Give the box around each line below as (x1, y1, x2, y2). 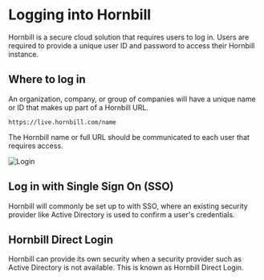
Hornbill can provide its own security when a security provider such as (8, 254, 242, 264)
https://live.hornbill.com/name (8, 118, 116, 126)
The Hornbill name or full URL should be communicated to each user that (8, 132, 250, 142)
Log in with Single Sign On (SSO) (8, 179, 174, 194)
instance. (8, 49, 39, 59)
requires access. (8, 141, 63, 150)
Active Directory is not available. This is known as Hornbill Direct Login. (8, 263, 244, 273)
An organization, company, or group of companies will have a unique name (8, 94, 256, 104)
